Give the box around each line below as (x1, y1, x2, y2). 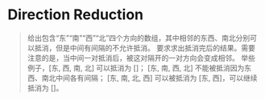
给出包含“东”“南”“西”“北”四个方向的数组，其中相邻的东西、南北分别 (27, 33, 251, 42)
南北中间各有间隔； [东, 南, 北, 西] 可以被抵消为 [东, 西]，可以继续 (41, 73, 258, 82)
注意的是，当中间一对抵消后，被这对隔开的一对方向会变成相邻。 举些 (27, 53, 255, 62)
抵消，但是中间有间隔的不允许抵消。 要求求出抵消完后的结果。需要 (34, 42, 255, 53)
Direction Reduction (7, 6, 144, 24)
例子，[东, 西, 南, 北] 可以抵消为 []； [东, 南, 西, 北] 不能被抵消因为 (27, 62, 245, 73)
